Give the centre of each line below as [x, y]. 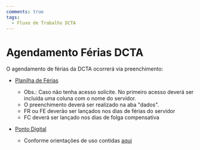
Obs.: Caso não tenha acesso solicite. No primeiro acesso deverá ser [109, 92]
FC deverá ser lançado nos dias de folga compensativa [91, 118]
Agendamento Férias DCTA [75, 52]
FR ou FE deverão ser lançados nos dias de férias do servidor [99, 111]
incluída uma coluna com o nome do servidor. [80, 99]
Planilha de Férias [36, 81]
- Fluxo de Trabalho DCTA [44, 23]
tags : [13, 17]
